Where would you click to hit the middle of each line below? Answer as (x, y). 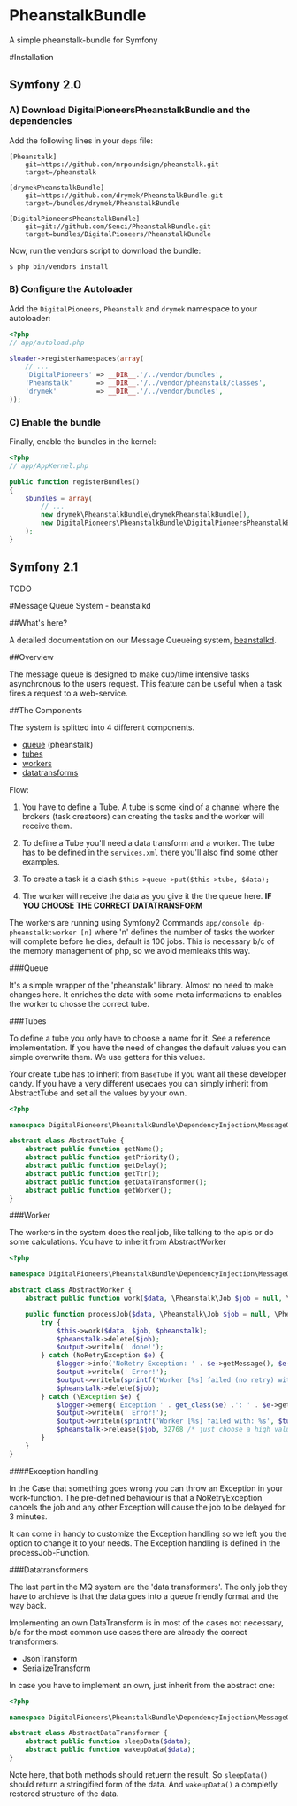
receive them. (47, 826)
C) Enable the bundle (55, 422)
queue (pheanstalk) (57, 744)
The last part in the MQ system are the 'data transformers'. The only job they (148, 1587)
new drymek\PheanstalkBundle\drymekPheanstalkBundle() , (146, 515)
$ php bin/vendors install (59, 266)
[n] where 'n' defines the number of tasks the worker (177, 932)
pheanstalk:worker (43, 933)
